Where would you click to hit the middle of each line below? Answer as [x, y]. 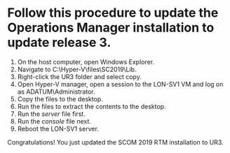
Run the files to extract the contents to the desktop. [92, 106]
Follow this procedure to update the [113, 13]
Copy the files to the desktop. [60, 99]
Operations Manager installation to [111, 28]
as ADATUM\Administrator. [56, 92]
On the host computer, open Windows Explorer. [86, 61]
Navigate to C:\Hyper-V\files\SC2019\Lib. [77, 69]
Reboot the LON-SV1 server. [58, 129]
